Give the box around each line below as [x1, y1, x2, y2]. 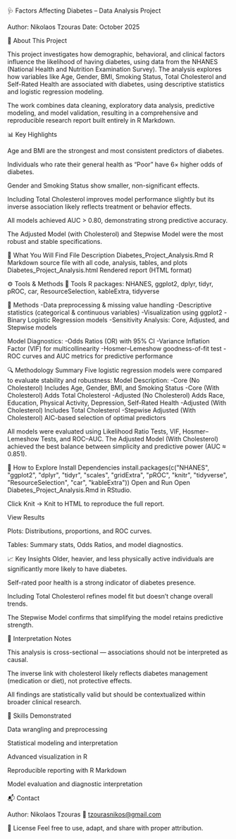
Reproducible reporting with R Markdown [7, 766, 127, 774]
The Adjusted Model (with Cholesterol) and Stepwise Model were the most [7, 230, 224, 238]
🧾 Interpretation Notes [7, 635, 72, 642]
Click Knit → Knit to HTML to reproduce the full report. [7, 500, 165, 508]
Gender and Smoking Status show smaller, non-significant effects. [7, 181, 200, 190]
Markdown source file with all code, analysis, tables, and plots [7, 259, 188, 267]
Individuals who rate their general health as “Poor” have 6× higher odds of [7, 160, 223, 169]
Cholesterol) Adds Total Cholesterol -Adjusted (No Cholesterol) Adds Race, [7, 391, 225, 399]
